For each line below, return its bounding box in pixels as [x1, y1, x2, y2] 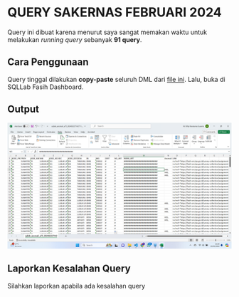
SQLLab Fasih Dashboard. [7, 83, 84, 91]
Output [7, 103, 39, 115]
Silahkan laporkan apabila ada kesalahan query [7, 281, 146, 290]
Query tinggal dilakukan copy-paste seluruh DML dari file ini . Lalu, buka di [7, 75, 225, 83]
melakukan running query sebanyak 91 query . [7, 35, 142, 43]
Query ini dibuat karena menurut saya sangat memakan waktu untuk [7, 28, 208, 36]
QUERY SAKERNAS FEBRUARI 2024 [7, 4, 222, 21]
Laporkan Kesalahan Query [7, 263, 131, 275]
